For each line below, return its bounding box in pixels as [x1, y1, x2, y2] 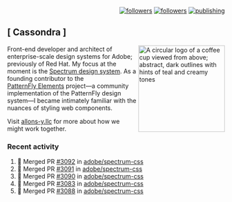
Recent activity [7, 142, 59, 151]
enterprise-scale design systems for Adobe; [7, 52, 133, 60]
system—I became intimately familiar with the [7, 96, 137, 104]
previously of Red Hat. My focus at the [7, 59, 117, 68]
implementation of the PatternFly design [7, 89, 122, 97]
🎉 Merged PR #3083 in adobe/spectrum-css [17, 180, 144, 188]
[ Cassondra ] [7, 26, 67, 38]
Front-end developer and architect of [7, 45, 113, 53]
